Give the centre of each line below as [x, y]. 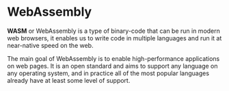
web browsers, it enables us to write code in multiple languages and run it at [114, 38]
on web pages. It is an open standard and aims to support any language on [112, 66]
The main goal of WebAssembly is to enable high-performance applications [113, 58]
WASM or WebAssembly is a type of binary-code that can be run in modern [114, 31]
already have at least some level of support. [69, 80]
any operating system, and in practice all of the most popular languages [108, 73]
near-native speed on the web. [50, 45]
